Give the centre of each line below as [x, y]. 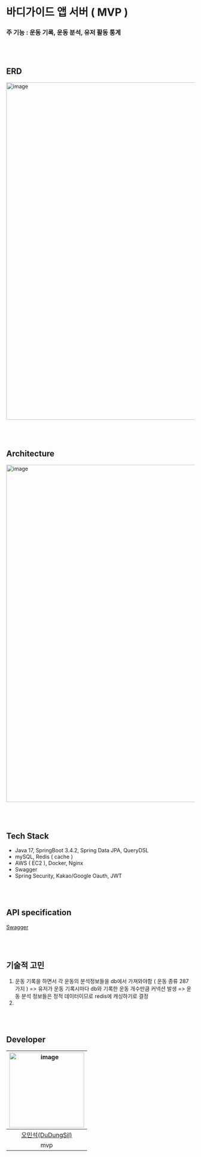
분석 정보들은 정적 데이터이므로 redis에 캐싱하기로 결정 [85, 996]
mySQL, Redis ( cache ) [44, 857]
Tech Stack [28, 836]
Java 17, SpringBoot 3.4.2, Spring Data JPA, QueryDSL [82, 850]
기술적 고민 [25, 965]
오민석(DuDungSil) [47, 1135]
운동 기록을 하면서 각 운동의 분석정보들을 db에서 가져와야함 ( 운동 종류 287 [102, 981]
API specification [39, 913]
